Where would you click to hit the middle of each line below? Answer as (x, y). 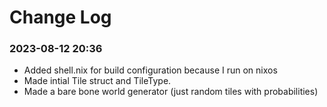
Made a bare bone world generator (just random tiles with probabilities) (171, 92)
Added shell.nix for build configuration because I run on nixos (150, 70)
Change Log (60, 17)
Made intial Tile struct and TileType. (97, 81)
